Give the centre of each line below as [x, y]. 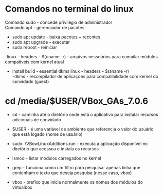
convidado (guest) [30, 81]
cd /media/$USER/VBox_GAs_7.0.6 [77, 101]
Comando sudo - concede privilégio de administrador [59, 22]
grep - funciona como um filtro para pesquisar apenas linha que [76, 167]
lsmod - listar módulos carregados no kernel [56, 158]
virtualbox [22, 187]
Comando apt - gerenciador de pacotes [45, 27]
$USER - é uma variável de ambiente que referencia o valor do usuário [83, 129]
